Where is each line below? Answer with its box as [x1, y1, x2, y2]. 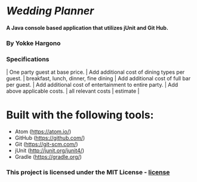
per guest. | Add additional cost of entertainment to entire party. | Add [6, 81, 178, 88]
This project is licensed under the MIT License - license [6, 168, 170, 176]
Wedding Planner [6, 4, 94, 18]
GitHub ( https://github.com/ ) [14, 134, 85, 141]
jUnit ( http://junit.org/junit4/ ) [14, 147, 85, 154]
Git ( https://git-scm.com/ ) [14, 140, 79, 148]
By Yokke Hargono [6, 39, 61, 47]
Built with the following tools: [6, 108, 154, 122]
